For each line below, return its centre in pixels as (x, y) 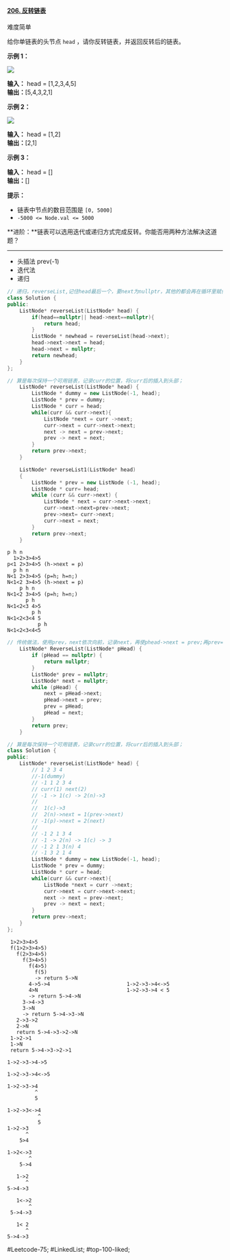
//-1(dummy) (49, 776)
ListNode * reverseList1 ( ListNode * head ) (78, 470)
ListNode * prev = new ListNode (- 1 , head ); (96, 482)
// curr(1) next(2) (60, 789)
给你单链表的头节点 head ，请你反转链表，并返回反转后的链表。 (96, 42)
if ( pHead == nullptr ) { (67, 655)
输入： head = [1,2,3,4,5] (42, 84)
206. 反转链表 (27, 10)
